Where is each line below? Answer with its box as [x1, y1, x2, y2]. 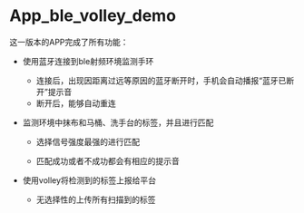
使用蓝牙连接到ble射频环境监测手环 [22, 55, 154, 66]
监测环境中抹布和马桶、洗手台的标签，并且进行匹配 [22, 117, 214, 128]
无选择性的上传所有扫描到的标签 [35, 194, 156, 205]
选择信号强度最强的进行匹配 [35, 136, 141, 147]
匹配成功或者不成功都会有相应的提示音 [35, 155, 180, 166]
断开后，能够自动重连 [35, 97, 116, 109]
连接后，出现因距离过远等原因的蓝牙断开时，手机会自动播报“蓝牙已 [35, 74, 287, 86]
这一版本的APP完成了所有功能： [9, 36, 129, 47]
